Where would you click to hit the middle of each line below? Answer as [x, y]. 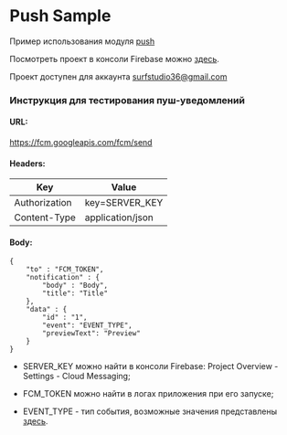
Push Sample [60, 16]
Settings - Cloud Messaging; [76, 377]
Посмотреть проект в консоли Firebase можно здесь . [114, 58]
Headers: [27, 163]
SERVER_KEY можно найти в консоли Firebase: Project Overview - [150, 366]
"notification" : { [63, 278]
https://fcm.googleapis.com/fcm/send [81, 143]
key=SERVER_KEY [124, 203]
